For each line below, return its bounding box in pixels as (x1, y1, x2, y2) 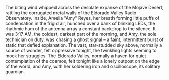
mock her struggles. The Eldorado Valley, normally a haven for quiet (5, 53, 146, 59)
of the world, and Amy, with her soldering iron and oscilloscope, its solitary (5, 63, 160, 69)
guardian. (5, 69, 25, 75)
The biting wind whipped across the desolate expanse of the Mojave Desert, (5, 5, 164, 10)
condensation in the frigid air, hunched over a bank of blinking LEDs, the (5, 20, 155, 26)
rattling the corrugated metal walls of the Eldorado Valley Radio (5, 10, 137, 16)
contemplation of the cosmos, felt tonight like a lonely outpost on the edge (5, 58, 160, 64)
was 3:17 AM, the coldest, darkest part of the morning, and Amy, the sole (5, 31, 157, 37)
